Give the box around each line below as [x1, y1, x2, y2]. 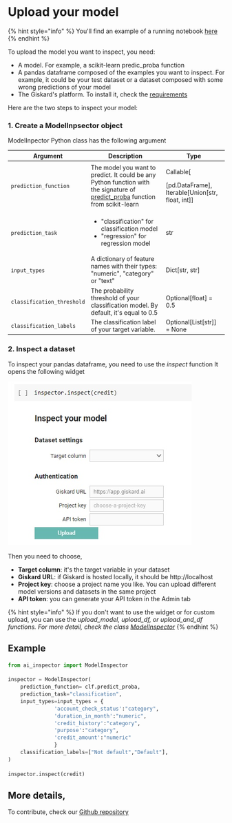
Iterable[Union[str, [165, 188, 218, 196]
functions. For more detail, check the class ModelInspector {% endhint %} [8, 623, 219, 631]
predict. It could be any [90, 170, 156, 179]
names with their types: [90, 262, 158, 271]
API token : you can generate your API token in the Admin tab [17, 594, 191, 603]
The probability [90, 287, 134, 295]
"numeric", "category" [90, 269, 154, 278]
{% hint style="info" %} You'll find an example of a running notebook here [8, 27, 218, 35]
